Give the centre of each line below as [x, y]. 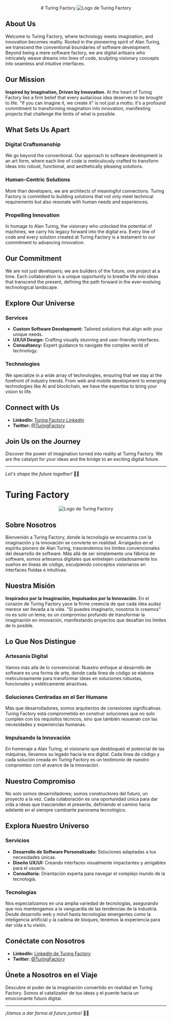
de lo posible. [20, 625]
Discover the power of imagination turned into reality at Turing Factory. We [84, 454]
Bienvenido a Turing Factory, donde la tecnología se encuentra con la [79, 537]
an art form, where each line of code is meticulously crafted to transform [82, 161]
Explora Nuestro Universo [47, 826]
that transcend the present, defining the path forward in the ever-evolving [83, 282]
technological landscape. [32, 287]
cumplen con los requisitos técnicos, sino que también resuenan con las [81, 719]
